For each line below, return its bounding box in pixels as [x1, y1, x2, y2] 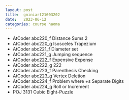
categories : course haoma [5, 21, 60, 27]
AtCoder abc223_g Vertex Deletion [12, 73, 86, 79]
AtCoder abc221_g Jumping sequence [12, 52, 93, 58]
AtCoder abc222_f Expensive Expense [12, 57, 93, 63]
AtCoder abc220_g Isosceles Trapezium [12, 41, 96, 47]
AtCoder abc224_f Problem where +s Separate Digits [12, 78, 124, 84]
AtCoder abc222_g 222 [12, 62, 62, 68]
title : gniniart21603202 [5, 12, 60, 17]
